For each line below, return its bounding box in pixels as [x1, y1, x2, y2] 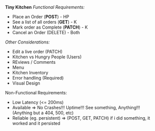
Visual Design [12, 80, 40, 86]
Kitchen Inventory [12, 70, 48, 76]
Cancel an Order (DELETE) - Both [12, 30, 80, 35]
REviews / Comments [12, 59, 56, 65]
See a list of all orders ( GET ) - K [12, 19, 77, 25]
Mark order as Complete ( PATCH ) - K [12, 24, 88, 30]
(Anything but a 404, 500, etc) [12, 110, 74, 116]
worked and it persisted [12, 121, 61, 126]
